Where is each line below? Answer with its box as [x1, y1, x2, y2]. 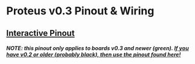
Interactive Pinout [6, 28, 75, 38]
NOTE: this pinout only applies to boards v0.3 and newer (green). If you [6, 45, 189, 52]
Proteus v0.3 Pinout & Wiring [6, 4, 155, 18]
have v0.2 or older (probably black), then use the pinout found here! [6, 51, 181, 58]
